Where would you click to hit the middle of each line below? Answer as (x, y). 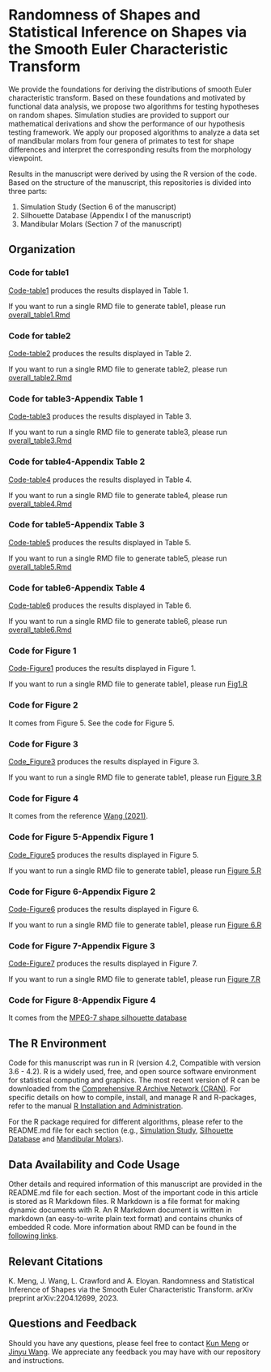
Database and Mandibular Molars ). (66, 1139)
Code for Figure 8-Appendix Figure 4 (82, 1000)
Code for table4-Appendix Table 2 (77, 462)
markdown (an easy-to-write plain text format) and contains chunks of (125, 1219)
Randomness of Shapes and (104, 15)
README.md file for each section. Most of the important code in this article (133, 1193)
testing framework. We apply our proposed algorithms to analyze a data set (134, 132)
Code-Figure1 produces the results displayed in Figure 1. (102, 669)
